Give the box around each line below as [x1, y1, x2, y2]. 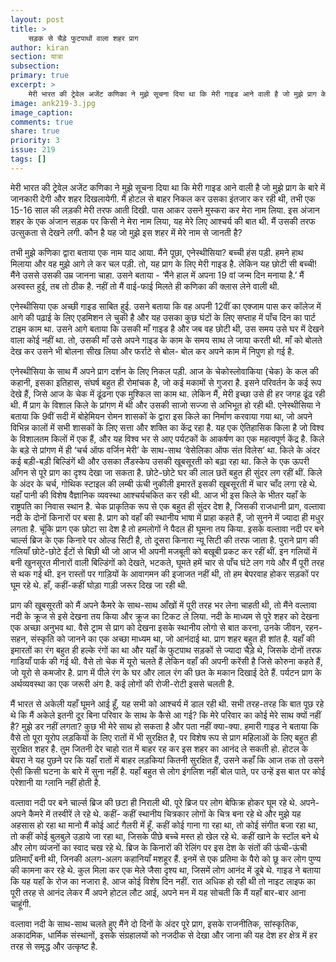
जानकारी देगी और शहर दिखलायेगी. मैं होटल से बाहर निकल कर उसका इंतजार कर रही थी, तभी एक [10, 192, 316, 205]
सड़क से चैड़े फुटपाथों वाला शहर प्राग [28, 33, 139, 43]
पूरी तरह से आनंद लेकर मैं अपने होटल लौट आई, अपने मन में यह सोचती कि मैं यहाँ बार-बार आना [10, 886, 307, 898]
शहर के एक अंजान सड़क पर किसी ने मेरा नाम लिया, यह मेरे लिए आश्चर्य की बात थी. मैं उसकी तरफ [10, 215, 316, 227]
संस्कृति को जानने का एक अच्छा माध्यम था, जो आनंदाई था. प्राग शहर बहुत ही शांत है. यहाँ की [30, 632, 315, 645]
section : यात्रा [10, 52, 63, 62]
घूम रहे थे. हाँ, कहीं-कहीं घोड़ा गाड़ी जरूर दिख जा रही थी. [10, 579, 188, 591]
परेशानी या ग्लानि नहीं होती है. [10, 776, 102, 788]
